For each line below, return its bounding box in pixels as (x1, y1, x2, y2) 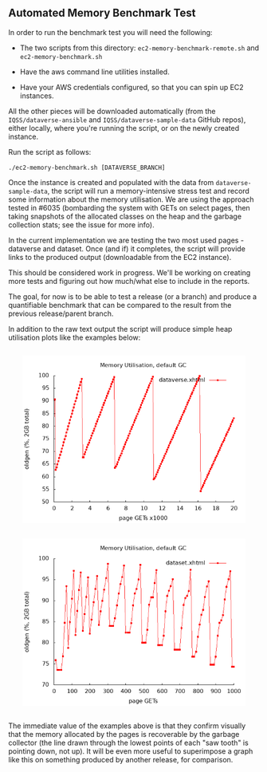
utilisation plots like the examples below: (8, 333, 141, 342)
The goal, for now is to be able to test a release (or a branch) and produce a (8, 291, 257, 301)
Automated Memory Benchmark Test (8, 6, 196, 20)
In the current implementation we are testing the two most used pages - (8, 235, 245, 245)
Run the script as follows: (8, 147, 92, 156)
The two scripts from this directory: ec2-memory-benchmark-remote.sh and (19, 43, 260, 53)
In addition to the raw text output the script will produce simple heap (8, 324, 233, 333)
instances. (19, 91, 54, 100)
